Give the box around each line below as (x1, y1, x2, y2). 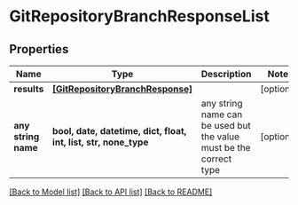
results (13, 83, 44, 95)
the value (200, 130, 240, 143)
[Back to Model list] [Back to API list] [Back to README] (9, 186, 213, 197)
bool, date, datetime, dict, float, (51, 125, 187, 137)
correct (200, 153, 232, 165)
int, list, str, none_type (51, 136, 149, 148)
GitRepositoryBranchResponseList (9, 6, 271, 27)
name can (200, 108, 243, 121)
